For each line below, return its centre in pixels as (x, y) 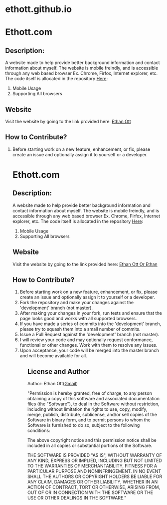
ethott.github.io (39, 9)
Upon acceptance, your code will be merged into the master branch (89, 350)
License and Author (58, 371)
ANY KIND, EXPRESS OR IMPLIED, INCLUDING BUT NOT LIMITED (94, 461)
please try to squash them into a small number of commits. (80, 329)
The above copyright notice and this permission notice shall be (92, 440)
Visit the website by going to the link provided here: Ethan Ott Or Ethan (85, 264)
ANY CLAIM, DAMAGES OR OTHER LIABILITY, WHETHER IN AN (92, 482)
